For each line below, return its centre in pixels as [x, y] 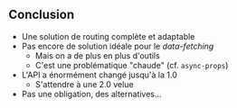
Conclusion [42, 15]
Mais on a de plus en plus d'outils [97, 55]
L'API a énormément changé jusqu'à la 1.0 [99, 75]
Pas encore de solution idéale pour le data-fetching [118, 46]
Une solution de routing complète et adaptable [108, 36]
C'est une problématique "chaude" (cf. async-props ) [132, 65]
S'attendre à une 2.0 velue [84, 84]
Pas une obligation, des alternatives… [91, 94]
